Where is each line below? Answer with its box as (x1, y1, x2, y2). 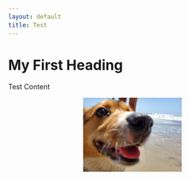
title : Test (8, 21, 47, 29)
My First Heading (8, 56, 124, 74)
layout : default (8, 13, 61, 21)
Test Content (8, 82, 50, 92)
